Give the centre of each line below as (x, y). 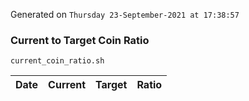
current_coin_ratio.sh (57, 61)
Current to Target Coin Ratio (80, 40)
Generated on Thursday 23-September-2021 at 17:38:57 (125, 14)
